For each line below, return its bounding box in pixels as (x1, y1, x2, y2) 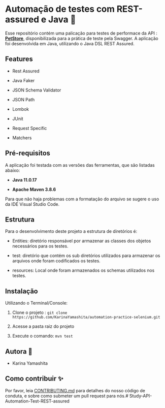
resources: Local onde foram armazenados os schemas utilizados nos (12, 267, 155, 274)
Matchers (12, 134, 32, 141)
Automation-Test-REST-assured (5, 398, 70, 404)
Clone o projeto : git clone (12, 310, 67, 315)
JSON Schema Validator (12, 87, 62, 93)
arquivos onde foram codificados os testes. (12, 258, 101, 264)
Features (5, 55, 33, 63)
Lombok (12, 106, 30, 112)
